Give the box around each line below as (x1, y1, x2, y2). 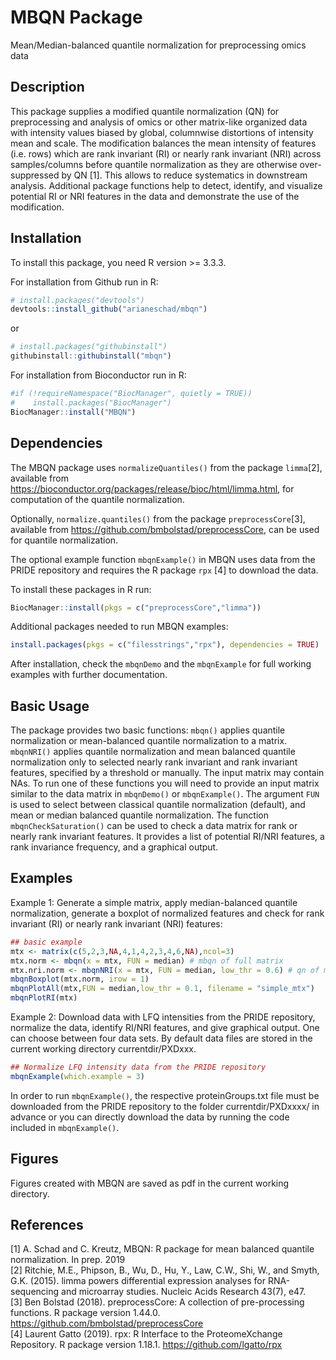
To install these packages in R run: (10, 583, 152, 595)
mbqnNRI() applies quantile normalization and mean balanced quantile (10, 746, 296, 758)
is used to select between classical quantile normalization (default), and (10, 799, 306, 811)
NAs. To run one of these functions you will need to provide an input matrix (10, 777, 320, 790)
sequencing (10, 1286, 60, 1298)
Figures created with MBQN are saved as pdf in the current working (10, 1177, 290, 1189)
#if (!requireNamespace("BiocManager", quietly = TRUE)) (10, 389, 253, 399)
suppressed (10, 169, 60, 181)
